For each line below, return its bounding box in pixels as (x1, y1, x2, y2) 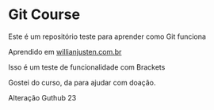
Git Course (8, 6, 81, 24)
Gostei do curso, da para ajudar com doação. (8, 78, 156, 87)
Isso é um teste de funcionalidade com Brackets (8, 62, 166, 72)
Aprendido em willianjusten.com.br (8, 47, 122, 56)
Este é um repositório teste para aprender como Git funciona (8, 32, 206, 41)
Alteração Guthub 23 (8, 93, 77, 102)
